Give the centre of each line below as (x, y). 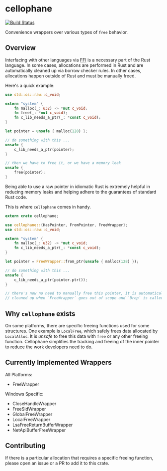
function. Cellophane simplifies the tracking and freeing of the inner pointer (82, 341)
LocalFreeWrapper (31, 419)
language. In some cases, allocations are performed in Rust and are (74, 65)
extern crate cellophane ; (32, 216)
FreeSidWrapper (29, 409)
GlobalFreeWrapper (32, 414)
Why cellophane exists (40, 314)
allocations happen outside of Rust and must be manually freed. (71, 76)
